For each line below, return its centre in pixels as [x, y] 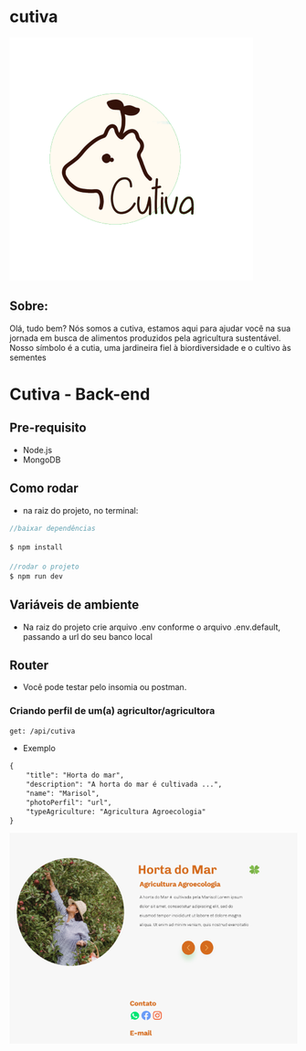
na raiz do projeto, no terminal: [80, 510]
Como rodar [44, 488]
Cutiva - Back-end [80, 394]
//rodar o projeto [44, 567]
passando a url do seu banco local [88, 636]
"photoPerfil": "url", [69, 802]
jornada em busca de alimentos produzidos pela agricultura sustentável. [145, 338]
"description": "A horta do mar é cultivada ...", [124, 784]
